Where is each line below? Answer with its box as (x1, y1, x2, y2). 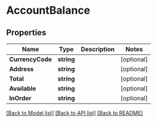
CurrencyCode (9, 55, 53, 63)
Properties (6, 28, 47, 38)
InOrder (9, 94, 32, 102)
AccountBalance (6, 4, 91, 17)
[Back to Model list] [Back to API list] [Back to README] (6, 109, 143, 117)
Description (80, 45, 115, 53)
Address (9, 65, 34, 73)
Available (9, 84, 36, 93)
